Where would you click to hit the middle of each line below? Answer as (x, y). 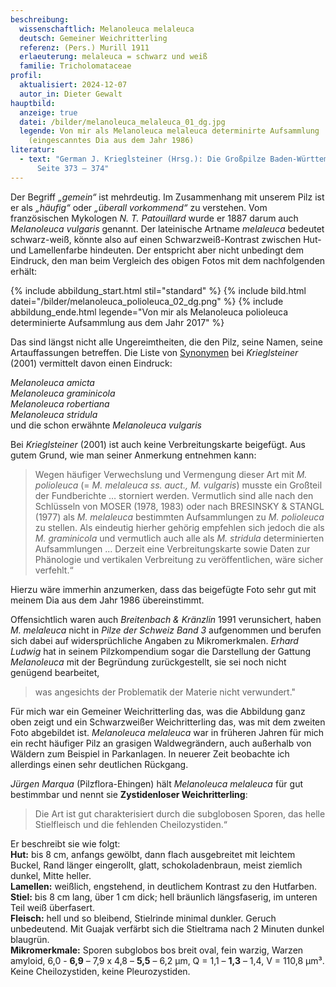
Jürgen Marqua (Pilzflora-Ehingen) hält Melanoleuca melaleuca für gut (156, 783)
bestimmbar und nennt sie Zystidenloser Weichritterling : (129, 794)
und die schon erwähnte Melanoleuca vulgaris (106, 425)
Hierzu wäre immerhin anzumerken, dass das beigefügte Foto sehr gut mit (163, 589)
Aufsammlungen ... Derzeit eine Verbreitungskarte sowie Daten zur (172, 548)
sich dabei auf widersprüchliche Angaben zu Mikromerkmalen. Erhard (154, 640)
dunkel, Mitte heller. (51, 875)
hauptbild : (33, 103)
